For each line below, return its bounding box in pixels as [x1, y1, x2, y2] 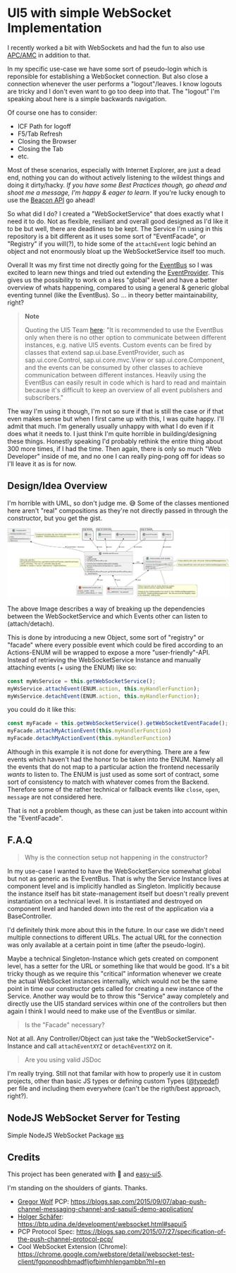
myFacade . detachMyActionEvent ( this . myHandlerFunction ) [7, 735, 172, 742]
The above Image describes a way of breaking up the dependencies [7, 604, 206, 613]
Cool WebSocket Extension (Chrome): [17, 1243, 128, 1251]
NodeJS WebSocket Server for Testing [7, 1112, 181, 1125]
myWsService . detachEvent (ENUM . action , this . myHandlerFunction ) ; [7, 693, 200, 700]
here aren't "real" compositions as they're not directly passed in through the [7, 506, 228, 515]
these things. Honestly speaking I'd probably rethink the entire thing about [7, 437, 223, 445]
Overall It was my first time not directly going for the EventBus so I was [7, 260, 213, 269]
